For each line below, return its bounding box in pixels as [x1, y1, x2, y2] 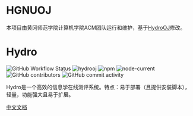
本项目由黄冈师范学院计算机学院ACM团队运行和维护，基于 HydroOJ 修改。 [6, 24, 186, 31]
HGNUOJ [6, 4, 52, 17]
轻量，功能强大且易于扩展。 [6, 90, 74, 98]
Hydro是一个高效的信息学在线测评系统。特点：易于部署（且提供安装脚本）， [6, 83, 191, 90]
